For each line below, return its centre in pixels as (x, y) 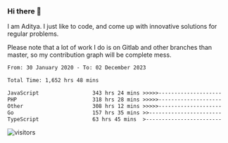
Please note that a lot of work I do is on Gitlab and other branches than (110, 48)
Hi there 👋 (25, 11)
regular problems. (33, 34)
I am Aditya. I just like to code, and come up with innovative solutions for (112, 27)
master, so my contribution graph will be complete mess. (89, 55)
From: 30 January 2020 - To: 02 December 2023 (77, 68)
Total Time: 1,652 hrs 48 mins (53, 81)
